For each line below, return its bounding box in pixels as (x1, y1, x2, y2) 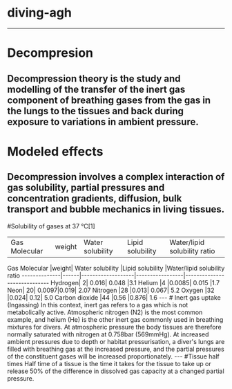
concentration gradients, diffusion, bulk (7, 192, 182, 205)
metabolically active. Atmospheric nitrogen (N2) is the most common (7, 308, 203, 316)
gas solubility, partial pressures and (7, 182, 165, 194)
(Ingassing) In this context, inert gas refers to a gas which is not (7, 300, 188, 309)
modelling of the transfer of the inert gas (7, 83, 186, 95)
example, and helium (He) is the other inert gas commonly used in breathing (7, 315, 224, 323)
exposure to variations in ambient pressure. (7, 116, 199, 127)
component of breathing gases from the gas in (7, 94, 211, 106)
